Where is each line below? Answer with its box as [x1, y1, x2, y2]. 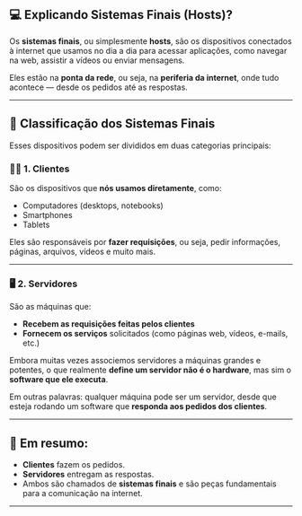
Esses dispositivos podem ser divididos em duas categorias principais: [9, 140, 271, 151]
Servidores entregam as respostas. [22, 469, 155, 480]
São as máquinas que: [9, 302, 92, 312]
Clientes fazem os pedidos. [22, 459, 126, 470]
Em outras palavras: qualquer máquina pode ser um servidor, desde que [9, 391, 277, 402]
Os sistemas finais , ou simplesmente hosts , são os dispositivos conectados [9, 35, 292, 47]
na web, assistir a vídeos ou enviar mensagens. [9, 55, 185, 66]
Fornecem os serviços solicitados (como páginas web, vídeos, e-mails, [22, 328, 289, 339]
